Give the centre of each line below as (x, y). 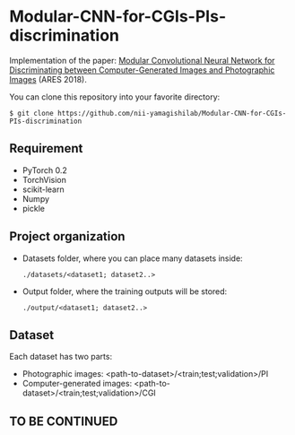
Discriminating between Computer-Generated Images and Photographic (142, 70)
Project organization (67, 236)
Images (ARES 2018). (48, 79)
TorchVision (44, 179)
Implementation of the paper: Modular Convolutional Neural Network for (142, 60)
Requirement (46, 148)
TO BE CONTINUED (64, 421)
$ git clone (31, 113)
